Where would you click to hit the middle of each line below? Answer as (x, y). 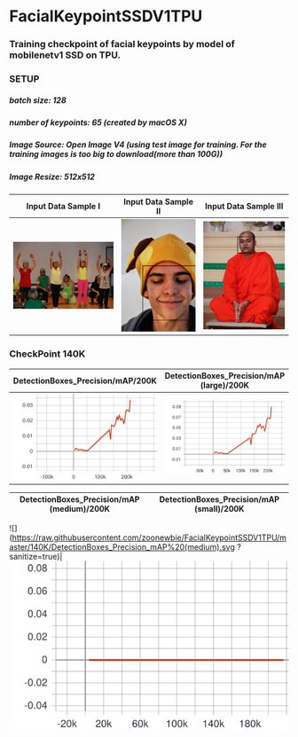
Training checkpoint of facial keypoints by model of (122, 44)
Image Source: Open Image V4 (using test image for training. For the (138, 145)
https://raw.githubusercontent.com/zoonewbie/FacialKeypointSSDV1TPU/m (149, 537)
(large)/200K (225, 385)
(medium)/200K (80, 509)
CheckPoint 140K (47, 354)
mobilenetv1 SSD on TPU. (65, 55)
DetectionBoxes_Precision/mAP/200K (85, 380)
